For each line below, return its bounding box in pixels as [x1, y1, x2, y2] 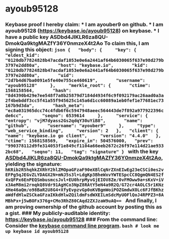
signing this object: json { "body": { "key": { [5, 46, 137, 53]
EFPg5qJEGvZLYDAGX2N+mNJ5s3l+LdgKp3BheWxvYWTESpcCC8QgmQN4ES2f [5, 172, 164, 178]
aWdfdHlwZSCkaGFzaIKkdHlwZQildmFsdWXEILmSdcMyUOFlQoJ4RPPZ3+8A [5, 192, 164, 198]
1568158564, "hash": [5, 88, 72, 94]
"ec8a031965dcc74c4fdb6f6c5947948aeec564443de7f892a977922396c [5, 108, 164, 114]
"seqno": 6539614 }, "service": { [42, 113, 148, 119]
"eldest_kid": [5, 52, 40, 58]
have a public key [5, 34, 49, 41]
